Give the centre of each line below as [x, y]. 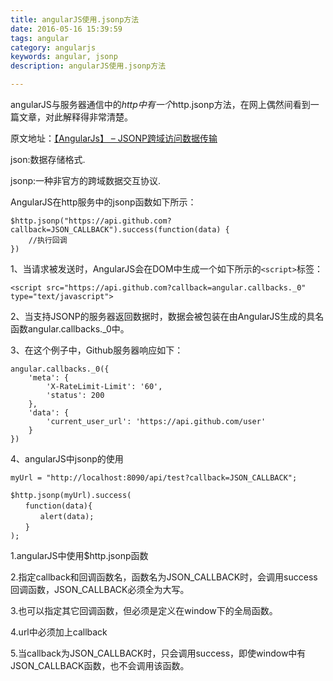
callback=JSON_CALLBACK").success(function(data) [116, 230]
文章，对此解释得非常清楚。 [75, 117]
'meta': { [49, 378]
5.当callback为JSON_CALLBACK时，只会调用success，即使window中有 [158, 653]
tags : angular [40, 38]
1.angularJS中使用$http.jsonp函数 [79, 555]
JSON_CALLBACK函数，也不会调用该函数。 [100, 665]
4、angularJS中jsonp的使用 [67, 459]
